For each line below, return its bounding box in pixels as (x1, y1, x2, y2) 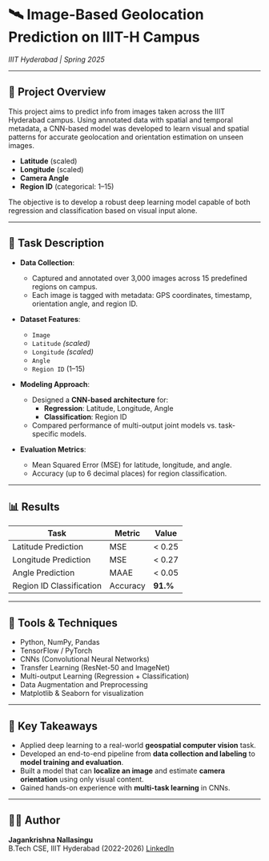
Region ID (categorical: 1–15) (19, 181, 114, 191)
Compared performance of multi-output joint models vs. (31, 420, 218, 430)
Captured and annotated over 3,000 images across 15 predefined (31, 273, 248, 283)
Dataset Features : (19, 314, 81, 324)
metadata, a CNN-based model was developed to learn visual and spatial (8, 123, 250, 133)
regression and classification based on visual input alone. (8, 205, 198, 215)
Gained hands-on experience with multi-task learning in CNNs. (19, 783, 231, 792)
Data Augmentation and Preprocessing (19, 680, 148, 690)
